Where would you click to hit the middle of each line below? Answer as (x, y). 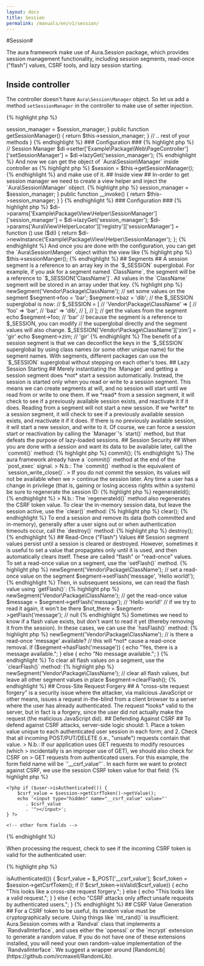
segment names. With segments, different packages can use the (87, 356)
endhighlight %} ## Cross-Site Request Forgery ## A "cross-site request (98, 686)
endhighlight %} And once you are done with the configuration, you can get (101, 246)
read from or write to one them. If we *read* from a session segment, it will (100, 395)
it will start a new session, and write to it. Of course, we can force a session (101, 427)
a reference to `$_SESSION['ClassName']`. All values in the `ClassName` (97, 279)
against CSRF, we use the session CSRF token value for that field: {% (93, 770)
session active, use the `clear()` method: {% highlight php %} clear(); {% (97, 511)
